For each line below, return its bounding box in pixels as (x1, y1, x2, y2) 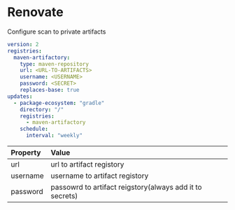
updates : (7, 92, 33, 100)
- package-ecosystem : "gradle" (13, 99, 105, 106)
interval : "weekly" (25, 132, 83, 139)
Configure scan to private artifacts (7, 27, 106, 36)
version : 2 (7, 41, 39, 48)
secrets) (50, 191, 78, 201)
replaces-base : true (20, 87, 80, 94)
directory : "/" (20, 106, 64, 113)
